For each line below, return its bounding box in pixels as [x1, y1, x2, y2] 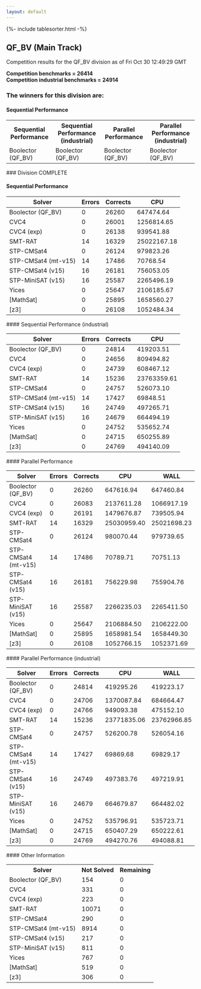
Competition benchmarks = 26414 [6, 70, 93, 77]
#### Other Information [6, 851, 65, 858]
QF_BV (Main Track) [6, 43, 83, 53]
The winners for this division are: [6, 91, 104, 99]
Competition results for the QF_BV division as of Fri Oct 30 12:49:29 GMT [6, 58, 187, 66]
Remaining [119, 866, 151, 874]
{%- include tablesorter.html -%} [6, 25, 87, 32]
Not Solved [81, 866, 114, 874]
